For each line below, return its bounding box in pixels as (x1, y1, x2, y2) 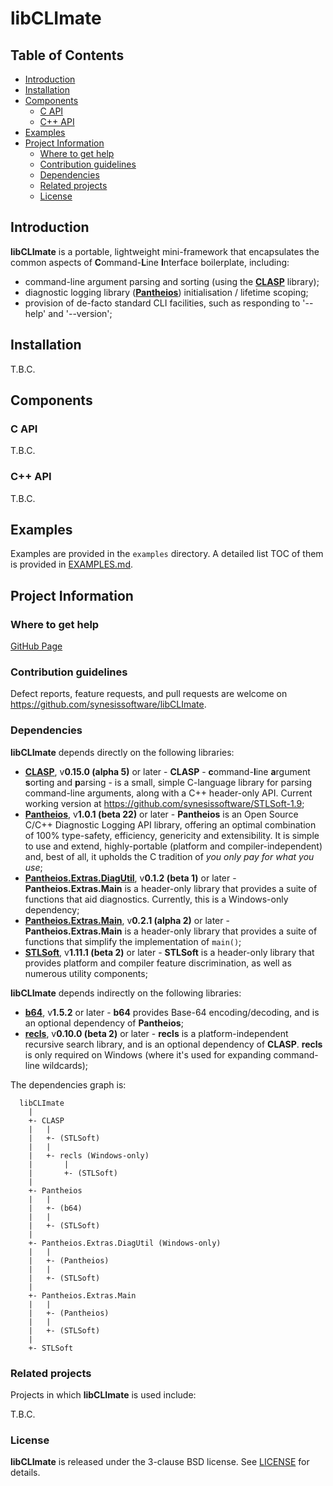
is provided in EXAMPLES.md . (10, 558, 134, 571)
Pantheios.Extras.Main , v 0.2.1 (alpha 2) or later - (24, 914, 230, 926)
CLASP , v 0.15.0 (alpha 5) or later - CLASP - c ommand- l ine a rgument (24, 765, 311, 777)
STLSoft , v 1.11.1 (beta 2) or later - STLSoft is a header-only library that (24, 946, 315, 958)
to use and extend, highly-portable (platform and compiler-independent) (24, 840, 323, 852)
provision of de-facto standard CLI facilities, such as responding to (24, 297, 301, 309)
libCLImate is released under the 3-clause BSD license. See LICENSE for (10, 1456, 310, 1468)
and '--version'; (48, 307, 113, 319)
